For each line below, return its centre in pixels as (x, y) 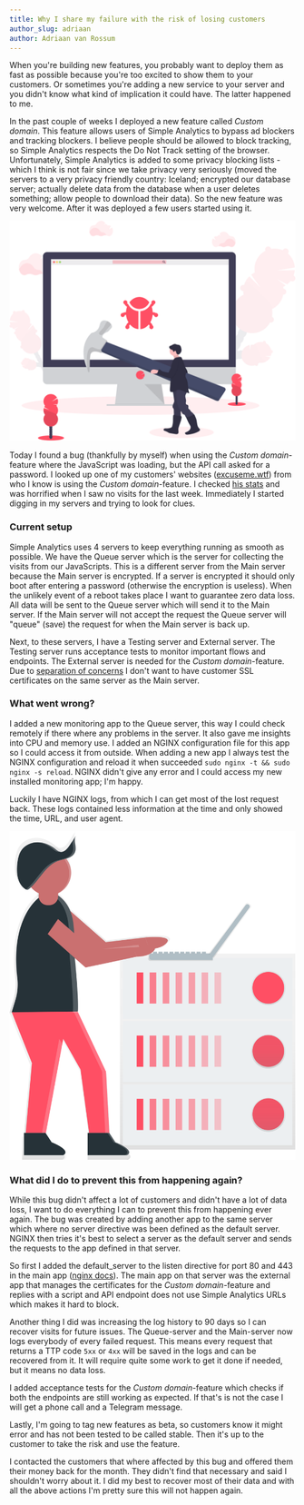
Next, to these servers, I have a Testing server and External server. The (142, 641)
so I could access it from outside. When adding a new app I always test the (149, 752)
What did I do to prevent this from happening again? (126, 1180)
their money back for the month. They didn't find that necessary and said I (148, 1471)
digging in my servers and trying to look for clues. (103, 503)
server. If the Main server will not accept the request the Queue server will (148, 614)
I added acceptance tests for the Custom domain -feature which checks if (147, 1388)
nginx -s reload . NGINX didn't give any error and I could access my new (146, 771)
